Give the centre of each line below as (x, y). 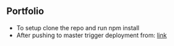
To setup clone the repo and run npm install (78, 27)
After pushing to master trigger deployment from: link (91, 35)
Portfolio (25, 11)
